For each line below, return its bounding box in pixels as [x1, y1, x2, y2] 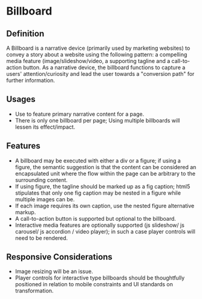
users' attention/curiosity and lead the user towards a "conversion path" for [6, 70, 195, 77]
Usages [6, 94, 36, 104]
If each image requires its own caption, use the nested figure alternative [15, 202, 195, 209]
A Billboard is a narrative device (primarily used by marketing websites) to [6, 44, 191, 52]
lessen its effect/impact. [15, 123, 76, 130]
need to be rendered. [15, 234, 68, 241]
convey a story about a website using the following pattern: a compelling [6, 51, 187, 58]
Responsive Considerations [6, 252, 113, 262]
